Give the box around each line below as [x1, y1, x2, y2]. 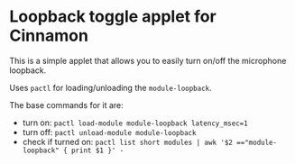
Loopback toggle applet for [9, 6, 217, 27]
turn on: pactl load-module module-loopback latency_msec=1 [22, 117, 248, 128]
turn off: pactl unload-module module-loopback [22, 126, 197, 137]
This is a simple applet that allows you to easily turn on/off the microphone [9, 55, 287, 66]
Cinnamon [9, 25, 88, 46]
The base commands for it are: [9, 99, 124, 110]
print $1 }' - [70, 146, 124, 155]
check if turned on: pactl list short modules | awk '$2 [22, 136, 233, 147]
